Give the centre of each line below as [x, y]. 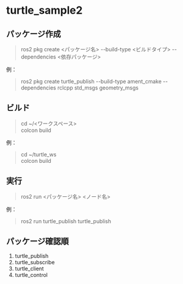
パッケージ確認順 [38, 241]
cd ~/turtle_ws [38, 154]
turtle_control [31, 275]
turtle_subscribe [35, 263]
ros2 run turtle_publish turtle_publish [66, 221]
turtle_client [29, 268]
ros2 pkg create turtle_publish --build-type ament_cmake [91, 81]
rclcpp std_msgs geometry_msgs [98, 88]
